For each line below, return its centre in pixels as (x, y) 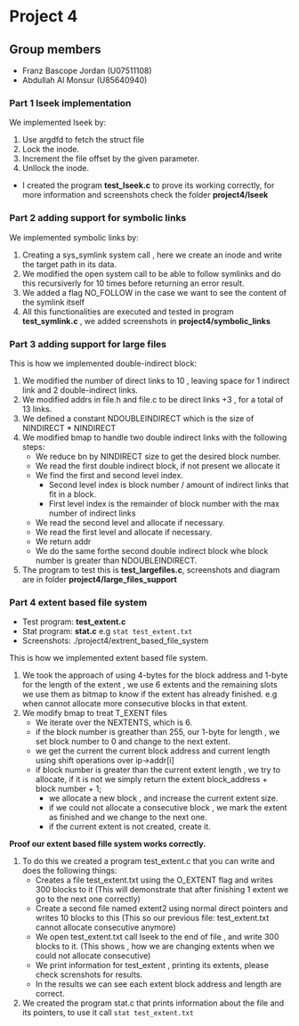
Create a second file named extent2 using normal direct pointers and (162, 908)
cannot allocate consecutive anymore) (105, 927)
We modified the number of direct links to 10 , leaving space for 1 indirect (156, 380)
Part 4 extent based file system (78, 602)
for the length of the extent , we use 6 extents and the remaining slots (149, 685)
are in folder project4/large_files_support (100, 579)
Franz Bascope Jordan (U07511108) (87, 70)
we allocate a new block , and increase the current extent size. (163, 798)
